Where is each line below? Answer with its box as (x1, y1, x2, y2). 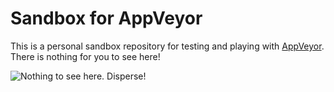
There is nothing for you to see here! (10, 50, 161, 62)
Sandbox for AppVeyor (10, 7, 203, 30)
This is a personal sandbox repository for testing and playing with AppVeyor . (10, 40, 325, 52)
